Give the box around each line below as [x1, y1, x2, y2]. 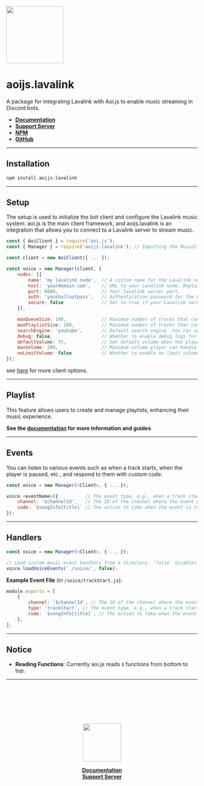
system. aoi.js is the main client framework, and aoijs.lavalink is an [6, 220, 172, 227]
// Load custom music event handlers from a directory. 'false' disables [6, 559, 197, 566]
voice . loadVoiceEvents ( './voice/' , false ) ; [6, 565, 118, 571]
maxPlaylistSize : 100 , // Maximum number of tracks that [17, 322, 189, 328]
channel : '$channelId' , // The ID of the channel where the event [17, 498, 194, 505]
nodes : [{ [17, 271, 42, 277]
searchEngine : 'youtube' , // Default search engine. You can [17, 328, 191, 334]
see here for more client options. [6, 367, 88, 374]
